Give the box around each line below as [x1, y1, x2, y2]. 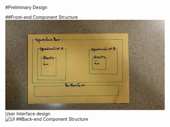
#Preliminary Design [5, 5, 48, 10]
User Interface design [5, 110, 51, 116]
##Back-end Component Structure [16, 116, 89, 122]
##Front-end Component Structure [5, 14, 78, 20]
